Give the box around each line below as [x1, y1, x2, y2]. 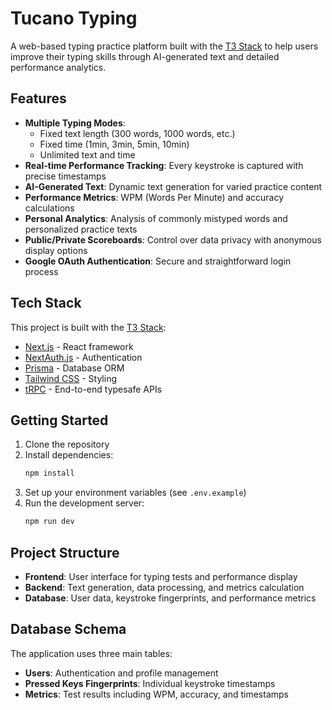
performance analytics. [10, 61, 107, 73]
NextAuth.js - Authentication [24, 351, 143, 363]
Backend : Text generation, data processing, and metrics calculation [24, 581, 305, 593]
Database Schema [10, 621, 127, 638]
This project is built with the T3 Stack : [10, 321, 167, 333]
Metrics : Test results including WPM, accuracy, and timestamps [24, 688, 289, 700]
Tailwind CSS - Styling [24, 372, 118, 384]
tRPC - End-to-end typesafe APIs [24, 383, 163, 395]
